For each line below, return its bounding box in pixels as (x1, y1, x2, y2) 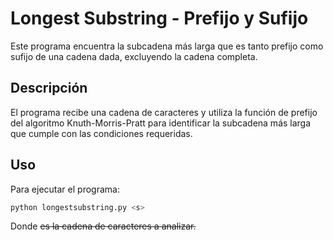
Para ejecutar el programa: (10, 183, 120, 195)
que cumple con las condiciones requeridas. (10, 127, 193, 139)
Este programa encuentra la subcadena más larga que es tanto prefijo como (10, 40, 324, 52)
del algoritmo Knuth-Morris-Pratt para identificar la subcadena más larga (10, 117, 312, 129)
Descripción (10, 80, 88, 97)
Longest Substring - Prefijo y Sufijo (10, 7, 309, 30)
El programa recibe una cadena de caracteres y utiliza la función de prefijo (10, 106, 318, 118)
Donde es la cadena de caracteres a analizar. (10, 220, 197, 232)
